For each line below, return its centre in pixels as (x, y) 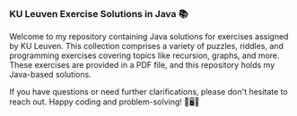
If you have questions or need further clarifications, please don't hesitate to (149, 92)
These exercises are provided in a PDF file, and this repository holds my (142, 65)
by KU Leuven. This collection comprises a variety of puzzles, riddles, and (147, 46)
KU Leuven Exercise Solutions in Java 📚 (99, 13)
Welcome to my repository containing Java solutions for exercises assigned (149, 37)
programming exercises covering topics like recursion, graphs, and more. (144, 55)
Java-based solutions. (50, 75)
